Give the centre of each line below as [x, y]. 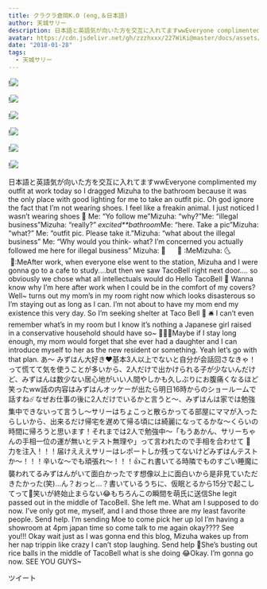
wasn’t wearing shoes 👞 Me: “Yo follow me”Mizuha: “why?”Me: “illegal [123, 216]
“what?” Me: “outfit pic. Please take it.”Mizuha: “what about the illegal [122, 233]
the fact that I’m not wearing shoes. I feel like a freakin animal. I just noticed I [133, 207]
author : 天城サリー [37, 23]
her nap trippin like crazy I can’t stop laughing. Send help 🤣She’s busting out [133, 544]
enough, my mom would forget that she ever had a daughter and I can [123, 341]
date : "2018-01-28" [41, 45]
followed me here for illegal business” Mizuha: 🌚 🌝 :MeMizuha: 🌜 [120, 250]
